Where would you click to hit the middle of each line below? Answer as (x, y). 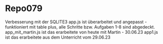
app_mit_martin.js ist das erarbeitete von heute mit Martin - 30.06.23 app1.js (81, 32)
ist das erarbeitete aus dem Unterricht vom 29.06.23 (58, 37)
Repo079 (24, 8)
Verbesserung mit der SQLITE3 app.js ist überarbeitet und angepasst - (76, 22)
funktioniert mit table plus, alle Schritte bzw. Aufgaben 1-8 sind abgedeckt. (80, 27)
